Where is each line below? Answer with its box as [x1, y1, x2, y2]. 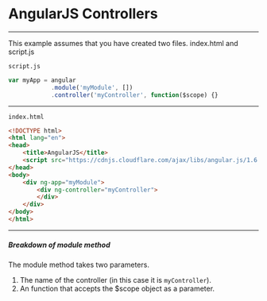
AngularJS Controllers [8, 5, 158, 23]
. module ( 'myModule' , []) [50, 83, 133, 91]
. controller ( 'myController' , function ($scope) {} [50, 91, 219, 99]
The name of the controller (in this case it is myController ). [19, 275, 212, 284]
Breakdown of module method [8, 240, 110, 249]
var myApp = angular [8, 76, 77, 84]
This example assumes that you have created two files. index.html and [8, 38, 238, 48]
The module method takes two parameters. [8, 260, 149, 269]
